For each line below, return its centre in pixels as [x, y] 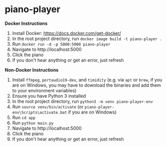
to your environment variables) [44, 90]
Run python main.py [33, 123]
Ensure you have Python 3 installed [49, 96]
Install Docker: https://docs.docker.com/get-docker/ [66, 33]
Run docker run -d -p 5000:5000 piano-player [61, 44]
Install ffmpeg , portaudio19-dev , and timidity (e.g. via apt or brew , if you [87, 80]
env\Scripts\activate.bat [39, 113]
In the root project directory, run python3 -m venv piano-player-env [82, 101]
